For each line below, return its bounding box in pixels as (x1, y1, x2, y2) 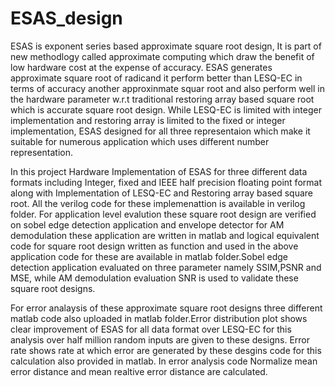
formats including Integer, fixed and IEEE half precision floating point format (10, 176, 322, 188)
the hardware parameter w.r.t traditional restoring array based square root (10, 93, 315, 105)
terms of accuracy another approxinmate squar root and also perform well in (10, 82, 325, 94)
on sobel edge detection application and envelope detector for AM (10, 218, 285, 231)
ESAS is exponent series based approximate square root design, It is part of (10, 40, 322, 52)
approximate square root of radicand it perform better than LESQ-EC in (10, 72, 303, 84)
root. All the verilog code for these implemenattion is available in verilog (10, 197, 306, 209)
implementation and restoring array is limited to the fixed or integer (10, 114, 286, 126)
